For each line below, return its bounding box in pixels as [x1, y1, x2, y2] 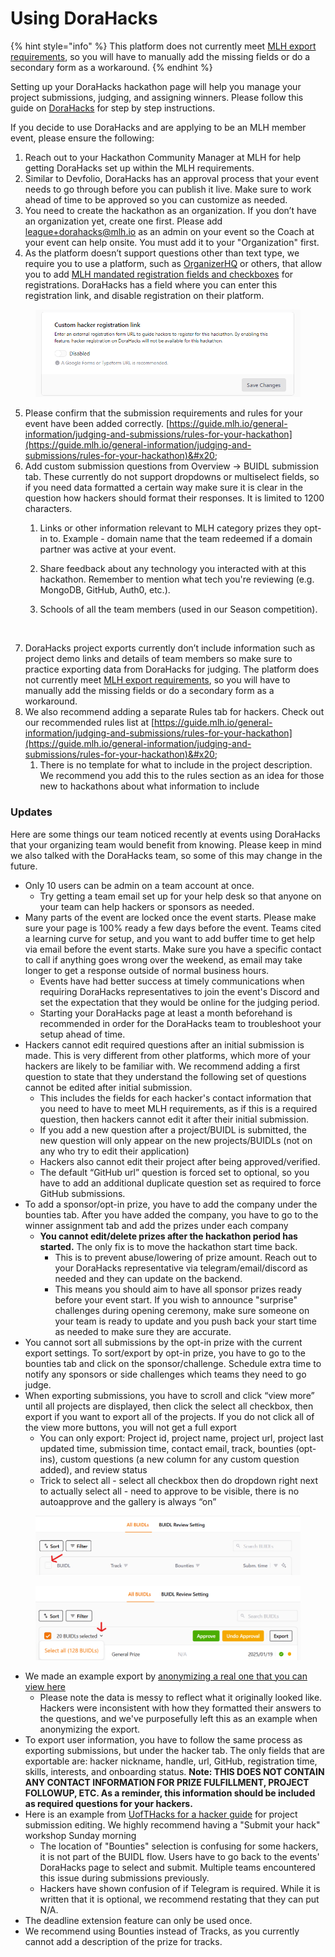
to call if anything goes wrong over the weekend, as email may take [24, 953, 303, 966]
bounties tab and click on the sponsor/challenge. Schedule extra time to [24, 1357, 322, 1369]
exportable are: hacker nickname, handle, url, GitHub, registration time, [24, 1755, 318, 1767]
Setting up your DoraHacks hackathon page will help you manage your [10, 80, 302, 92]
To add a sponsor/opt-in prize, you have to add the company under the [24, 1198, 318, 1210]
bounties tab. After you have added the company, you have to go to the [24, 1208, 319, 1221]
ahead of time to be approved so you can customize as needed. [24, 193, 288, 206]
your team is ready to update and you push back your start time [54, 1315, 317, 1327]
